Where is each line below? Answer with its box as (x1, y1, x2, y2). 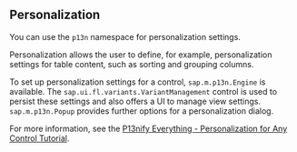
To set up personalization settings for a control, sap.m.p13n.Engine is (9, 76, 266, 87)
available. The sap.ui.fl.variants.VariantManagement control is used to (9, 86, 278, 96)
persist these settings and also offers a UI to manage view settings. (9, 96, 262, 106)
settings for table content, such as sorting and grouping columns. (9, 58, 254, 69)
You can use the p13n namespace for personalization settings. (9, 31, 241, 42)
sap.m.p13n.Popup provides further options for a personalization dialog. (9, 105, 274, 117)
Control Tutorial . (9, 132, 70, 144)
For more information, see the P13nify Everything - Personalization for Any (9, 123, 288, 134)
